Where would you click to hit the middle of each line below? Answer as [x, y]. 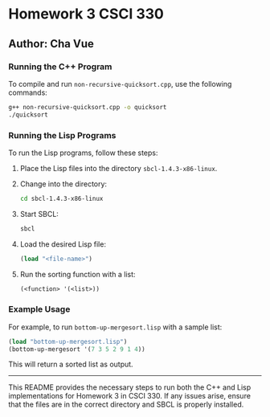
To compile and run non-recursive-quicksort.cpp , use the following [120, 84]
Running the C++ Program [60, 67]
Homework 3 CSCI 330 [86, 14]
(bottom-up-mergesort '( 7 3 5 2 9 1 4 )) [77, 349]
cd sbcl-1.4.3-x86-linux [61, 198]
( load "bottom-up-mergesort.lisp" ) [68, 341]
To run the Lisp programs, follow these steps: [83, 153]
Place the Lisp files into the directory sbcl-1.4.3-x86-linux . [119, 168]
